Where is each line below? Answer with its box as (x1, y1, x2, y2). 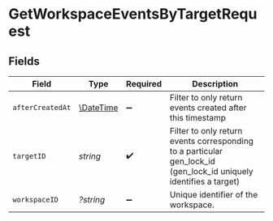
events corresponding (169, 135, 254, 147)
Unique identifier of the (169, 189, 258, 200)
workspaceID (12, 195, 59, 204)
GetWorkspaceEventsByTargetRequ (8, 5, 258, 23)
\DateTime (78, 102, 119, 113)
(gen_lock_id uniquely (169, 166, 253, 176)
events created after (169, 102, 247, 113)
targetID (12, 151, 46, 160)
